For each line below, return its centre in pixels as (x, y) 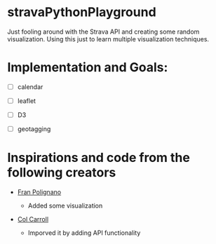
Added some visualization (65, 206)
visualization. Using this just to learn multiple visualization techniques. (108, 39)
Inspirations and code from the (99, 158)
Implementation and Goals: (88, 68)
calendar (30, 87)
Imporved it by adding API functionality (84, 233)
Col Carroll (33, 219)
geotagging (34, 129)
